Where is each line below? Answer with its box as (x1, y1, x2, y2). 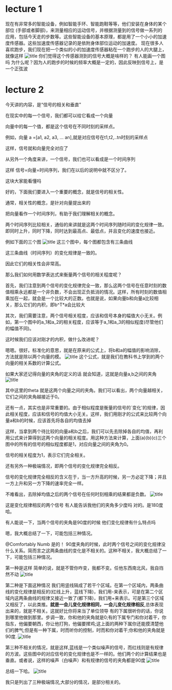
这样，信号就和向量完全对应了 (5, 145, 68, 151)
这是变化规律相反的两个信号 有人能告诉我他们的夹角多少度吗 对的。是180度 (5, 502, 164, 508)
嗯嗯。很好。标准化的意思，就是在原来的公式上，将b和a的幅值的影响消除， (5, 347, 163, 353)
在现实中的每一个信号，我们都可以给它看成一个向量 (5, 112, 113, 119)
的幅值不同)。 (5, 325, 34, 331)
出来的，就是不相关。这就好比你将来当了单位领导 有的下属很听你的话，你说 (5, 607, 164, 614)
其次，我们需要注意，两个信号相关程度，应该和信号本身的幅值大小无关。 (5, 312, 158, 319)
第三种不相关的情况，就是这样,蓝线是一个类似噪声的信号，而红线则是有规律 (5, 644, 164, 650)
